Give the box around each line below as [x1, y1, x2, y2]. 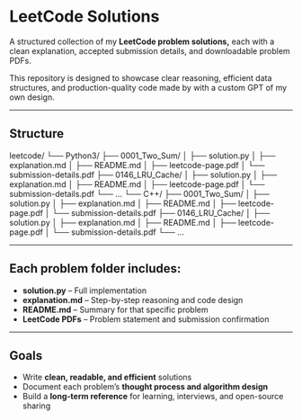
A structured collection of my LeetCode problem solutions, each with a [9, 36, 275, 47]
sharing [22, 400, 51, 411]
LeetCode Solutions [9, 6, 160, 27]
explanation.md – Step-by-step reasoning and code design [22, 294, 244, 305]
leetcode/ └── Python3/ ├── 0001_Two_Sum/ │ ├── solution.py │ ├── [9, 150, 276, 161]
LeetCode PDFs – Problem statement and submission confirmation [22, 313, 270, 325]
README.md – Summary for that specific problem [22, 304, 209, 315]
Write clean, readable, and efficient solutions [22, 371, 192, 383]
